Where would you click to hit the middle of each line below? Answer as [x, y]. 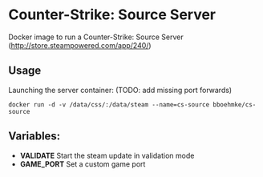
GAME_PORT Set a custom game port [83, 164]
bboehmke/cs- [235, 105]
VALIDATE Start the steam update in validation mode [107, 155]
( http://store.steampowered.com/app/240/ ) [80, 45]
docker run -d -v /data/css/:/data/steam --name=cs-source [109, 105]
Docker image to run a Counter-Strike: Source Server [96, 37]
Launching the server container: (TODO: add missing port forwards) [120, 90]
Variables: [34, 137]
